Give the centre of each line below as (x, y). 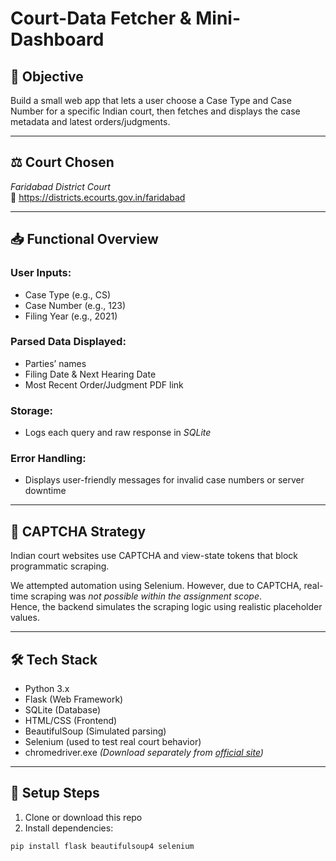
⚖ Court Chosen (62, 162)
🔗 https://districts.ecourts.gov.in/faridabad (98, 197)
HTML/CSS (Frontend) (71, 721)
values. (25, 618)
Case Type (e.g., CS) (68, 294)
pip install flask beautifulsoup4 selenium (102, 846)
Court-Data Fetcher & (101, 18)
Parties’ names (55, 363)
